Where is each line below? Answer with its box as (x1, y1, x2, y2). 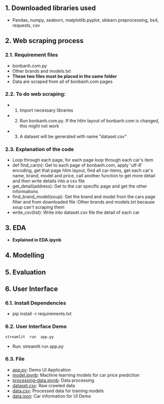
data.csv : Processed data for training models (12, 388, 104, 394)
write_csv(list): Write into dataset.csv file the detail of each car (12, 209, 140, 215)
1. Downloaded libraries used (5, 4, 96, 12)
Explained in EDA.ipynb (12, 237, 62, 242)
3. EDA (5, 224, 26, 232)
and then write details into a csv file (12, 178, 85, 184)
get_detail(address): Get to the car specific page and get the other (12, 183, 147, 189)
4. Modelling (5, 251, 44, 260)
